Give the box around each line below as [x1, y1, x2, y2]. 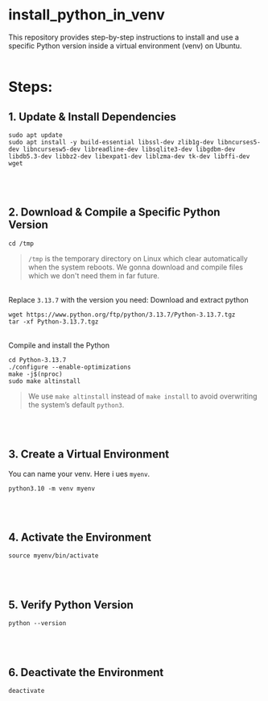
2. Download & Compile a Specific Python [8, 206, 221, 219]
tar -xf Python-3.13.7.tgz [8, 317, 99, 326]
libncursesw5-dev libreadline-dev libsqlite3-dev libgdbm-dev [23, 145, 236, 153]
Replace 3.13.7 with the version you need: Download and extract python [8, 294, 249, 304]
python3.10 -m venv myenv [8, 484, 95, 493]
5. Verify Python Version [8, 598, 134, 611]
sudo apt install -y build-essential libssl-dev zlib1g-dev [8, 138, 215, 146]
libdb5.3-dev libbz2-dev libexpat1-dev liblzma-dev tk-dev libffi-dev [8, 152, 250, 161]
